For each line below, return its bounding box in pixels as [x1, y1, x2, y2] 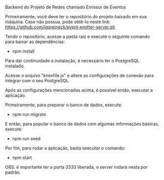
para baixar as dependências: [5, 39, 65, 45]
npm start [12, 154, 32, 160]
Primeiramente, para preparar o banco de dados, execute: [5, 102, 123, 107]
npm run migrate [12, 111, 46, 117]
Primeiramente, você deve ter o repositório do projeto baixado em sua [5, 14, 147, 19]
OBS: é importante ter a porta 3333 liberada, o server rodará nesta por [5, 164, 148, 170]
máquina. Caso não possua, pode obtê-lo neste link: [5, 19, 111, 25]
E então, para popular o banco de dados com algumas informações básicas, [5, 121, 160, 127]
